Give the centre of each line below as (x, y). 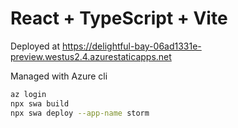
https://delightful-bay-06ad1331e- (132, 46)
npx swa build (40, 103)
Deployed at (35, 46)
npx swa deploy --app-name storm (80, 113)
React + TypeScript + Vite (119, 18)
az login (28, 94)
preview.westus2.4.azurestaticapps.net (91, 56)
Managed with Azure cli (59, 76)
